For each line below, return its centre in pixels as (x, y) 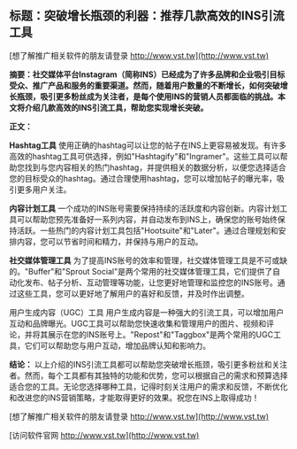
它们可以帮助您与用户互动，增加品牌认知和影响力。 (117, 345)
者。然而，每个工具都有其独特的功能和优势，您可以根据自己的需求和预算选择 (148, 375)
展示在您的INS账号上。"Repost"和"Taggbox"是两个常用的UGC (160, 334)
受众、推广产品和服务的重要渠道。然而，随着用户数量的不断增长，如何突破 (145, 85)
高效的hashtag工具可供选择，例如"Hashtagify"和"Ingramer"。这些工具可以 (145, 156)
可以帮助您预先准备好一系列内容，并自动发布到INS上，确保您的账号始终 (147, 219)
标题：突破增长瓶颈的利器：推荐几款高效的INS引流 (147, 16)
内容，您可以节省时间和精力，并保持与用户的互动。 (110, 241)
